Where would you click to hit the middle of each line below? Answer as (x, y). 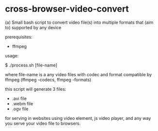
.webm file (23, 103)
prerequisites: (19, 37)
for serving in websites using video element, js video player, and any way (78, 118)
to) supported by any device (33, 27)
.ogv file (20, 109)
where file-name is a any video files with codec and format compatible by (79, 74)
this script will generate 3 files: (36, 89)
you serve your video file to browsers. (43, 123)
